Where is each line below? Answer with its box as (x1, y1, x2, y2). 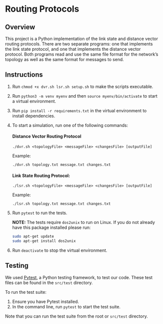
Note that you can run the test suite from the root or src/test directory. (5, 313, 148, 319)
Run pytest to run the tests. (12, 210, 67, 216)
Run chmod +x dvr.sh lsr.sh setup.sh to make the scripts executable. (12, 83, 154, 89)
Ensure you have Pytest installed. (12, 299, 79, 304)
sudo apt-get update (12, 234, 54, 239)
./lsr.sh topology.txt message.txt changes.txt (12, 202, 111, 206)
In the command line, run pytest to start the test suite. (12, 304, 121, 309)
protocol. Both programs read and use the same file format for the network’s (5, 51, 159, 57)
